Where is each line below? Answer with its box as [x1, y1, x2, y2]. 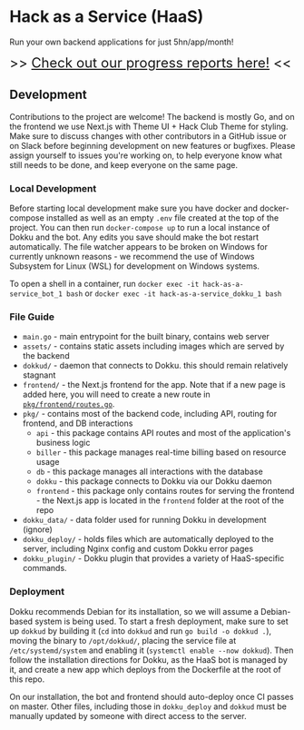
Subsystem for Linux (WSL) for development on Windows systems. [9, 261, 260, 271]
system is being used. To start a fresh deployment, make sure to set [34, 616, 289, 626]
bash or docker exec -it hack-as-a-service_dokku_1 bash [66, 288, 282, 299]
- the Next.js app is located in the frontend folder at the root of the [35, 495, 284, 506]
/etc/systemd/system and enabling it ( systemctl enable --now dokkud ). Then [9, 645, 294, 656]
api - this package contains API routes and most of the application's [35, 428, 291, 439]
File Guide [9, 311, 55, 323]
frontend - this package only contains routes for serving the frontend [35, 486, 295, 497]
